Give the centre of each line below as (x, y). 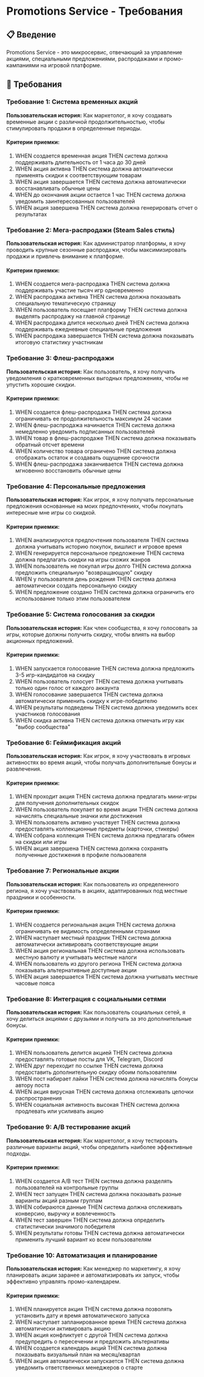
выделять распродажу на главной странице (72, 317)
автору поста (32, 1085)
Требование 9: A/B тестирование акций (69, 1127)
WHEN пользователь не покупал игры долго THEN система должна (103, 566)
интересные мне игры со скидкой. (51, 513)
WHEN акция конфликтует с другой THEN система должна (92, 1335)
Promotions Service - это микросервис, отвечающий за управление (94, 52)
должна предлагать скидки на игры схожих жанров (83, 560)
